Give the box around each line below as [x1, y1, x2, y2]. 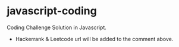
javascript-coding [7, 4, 97, 18]
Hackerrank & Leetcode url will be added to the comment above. [15, 35, 174, 42]
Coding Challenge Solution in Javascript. [7, 24, 106, 31]
